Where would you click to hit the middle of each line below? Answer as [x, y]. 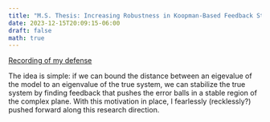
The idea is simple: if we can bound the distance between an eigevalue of [130, 76]
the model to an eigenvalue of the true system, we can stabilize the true [127, 85]
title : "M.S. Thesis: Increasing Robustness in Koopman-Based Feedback [131, 16]
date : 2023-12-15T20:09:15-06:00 [64, 23]
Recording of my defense [50, 61]
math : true [27, 38]
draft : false [30, 30]
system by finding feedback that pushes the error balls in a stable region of [133, 93]
